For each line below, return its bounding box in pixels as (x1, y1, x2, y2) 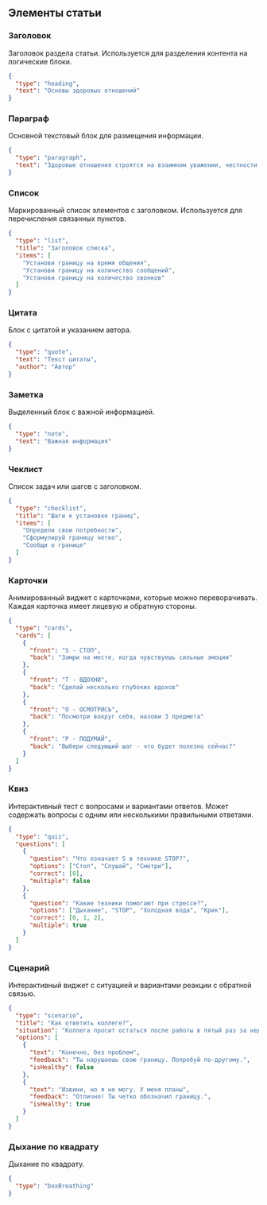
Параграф (8, 113, 49, 124)
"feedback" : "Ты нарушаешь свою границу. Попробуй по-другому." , (29, 1056, 250, 1064)
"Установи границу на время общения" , (22, 258, 151, 267)
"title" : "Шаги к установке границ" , (15, 512, 141, 520)
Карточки (8, 575, 48, 586)
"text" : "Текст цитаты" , (15, 355, 98, 364)
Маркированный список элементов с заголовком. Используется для (8, 206, 242, 215)
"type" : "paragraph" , (15, 154, 87, 162)
